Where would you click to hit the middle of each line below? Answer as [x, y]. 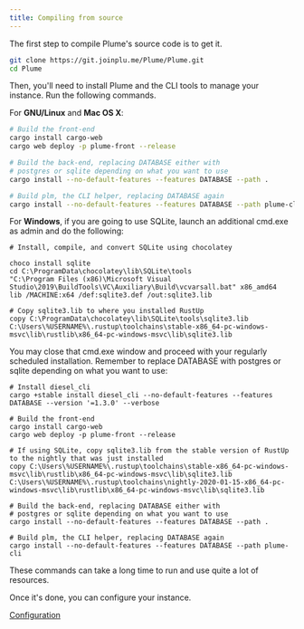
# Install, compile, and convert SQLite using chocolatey [121, 248]
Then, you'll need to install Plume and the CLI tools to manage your [134, 86]
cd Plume [26, 69]
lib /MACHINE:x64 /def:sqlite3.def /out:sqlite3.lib [111, 295]
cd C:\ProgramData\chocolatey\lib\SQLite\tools [101, 272]
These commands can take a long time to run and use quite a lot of [134, 570]
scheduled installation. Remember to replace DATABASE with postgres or [146, 361]
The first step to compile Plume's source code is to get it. [116, 43]
